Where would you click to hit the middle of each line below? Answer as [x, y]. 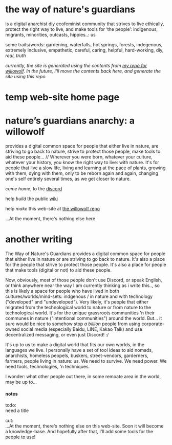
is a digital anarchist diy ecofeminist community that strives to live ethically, [85, 24]
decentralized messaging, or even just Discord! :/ [57, 335]
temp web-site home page [62, 97]
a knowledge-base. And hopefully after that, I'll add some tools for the [79, 432]
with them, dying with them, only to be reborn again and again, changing [82, 173]
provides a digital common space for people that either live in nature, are [82, 146]
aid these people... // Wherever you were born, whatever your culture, [79, 157]
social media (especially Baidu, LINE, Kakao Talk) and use [81, 329]
